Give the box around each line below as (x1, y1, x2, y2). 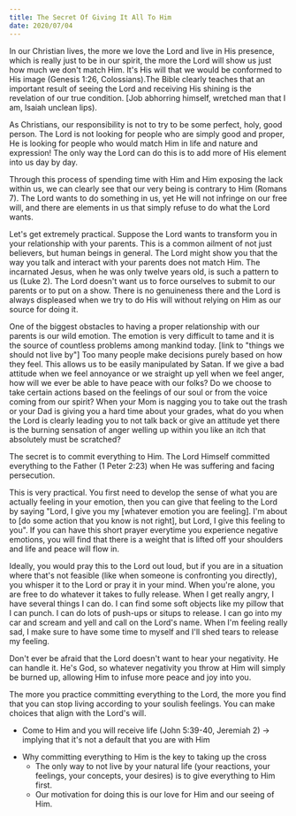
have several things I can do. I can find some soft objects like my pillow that (9, 598, 285, 609)
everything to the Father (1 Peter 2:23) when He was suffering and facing (9, 460, 276, 471)
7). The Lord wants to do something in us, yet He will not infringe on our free (9, 192, 287, 204)
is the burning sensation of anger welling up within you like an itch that (9, 424, 267, 435)
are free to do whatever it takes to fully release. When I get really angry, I (9, 589, 274, 599)
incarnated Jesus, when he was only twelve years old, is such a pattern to (9, 266, 279, 277)
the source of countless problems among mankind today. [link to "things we (9, 340, 285, 350)
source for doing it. (9, 304, 79, 314)
